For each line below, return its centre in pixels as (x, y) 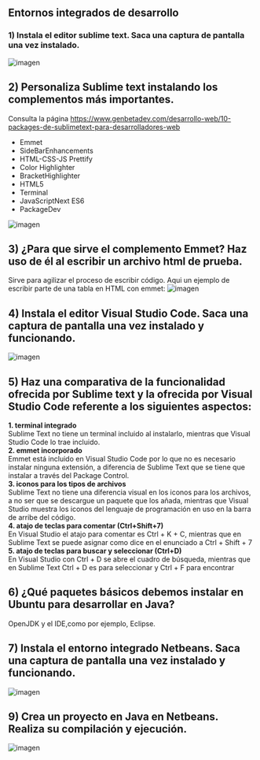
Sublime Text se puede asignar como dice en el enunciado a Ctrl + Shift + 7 (130, 542)
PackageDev (40, 209)
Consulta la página (38, 118)
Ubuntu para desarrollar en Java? (92, 604)
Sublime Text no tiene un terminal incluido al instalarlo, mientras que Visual (129, 433)
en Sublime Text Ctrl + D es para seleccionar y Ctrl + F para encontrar (121, 567)
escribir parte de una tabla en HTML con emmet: (87, 289)
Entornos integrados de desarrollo (93, 13)
